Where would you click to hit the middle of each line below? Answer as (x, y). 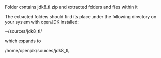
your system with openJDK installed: (42, 22)
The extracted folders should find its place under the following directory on (81, 16)
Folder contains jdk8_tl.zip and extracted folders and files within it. (72, 7)
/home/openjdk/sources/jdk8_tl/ (37, 50)
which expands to (23, 41)
